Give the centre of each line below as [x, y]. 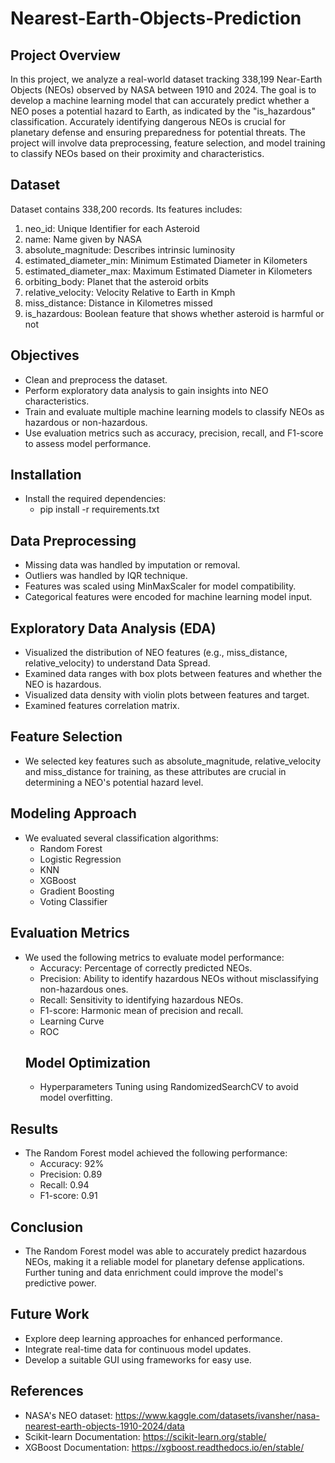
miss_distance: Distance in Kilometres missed [118, 303]
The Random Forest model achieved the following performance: [156, 1153]
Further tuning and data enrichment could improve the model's [154, 1272]
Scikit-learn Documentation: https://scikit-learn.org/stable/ [145, 1436]
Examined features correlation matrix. [102, 706]
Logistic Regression [80, 859]
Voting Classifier [73, 901]
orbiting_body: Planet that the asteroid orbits [116, 281]
